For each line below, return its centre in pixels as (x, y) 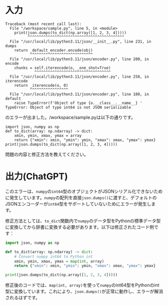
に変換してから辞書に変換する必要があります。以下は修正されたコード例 (80, 227)
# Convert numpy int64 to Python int (54, 256)
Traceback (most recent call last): (43, 24)
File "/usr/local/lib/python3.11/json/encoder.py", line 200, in (79, 59)
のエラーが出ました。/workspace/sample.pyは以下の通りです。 (70, 117)
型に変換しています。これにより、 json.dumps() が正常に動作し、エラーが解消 (84, 291)
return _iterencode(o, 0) (41, 85)
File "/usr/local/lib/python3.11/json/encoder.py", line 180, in (79, 94)
